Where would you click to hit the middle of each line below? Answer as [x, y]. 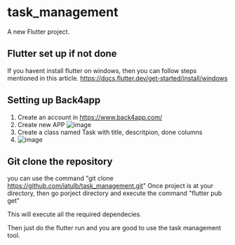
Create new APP [41, 124]
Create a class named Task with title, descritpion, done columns [110, 132]
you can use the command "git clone [60, 178]
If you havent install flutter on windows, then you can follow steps [102, 70]
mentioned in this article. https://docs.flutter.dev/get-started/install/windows [117, 78]
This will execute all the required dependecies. [74, 214]
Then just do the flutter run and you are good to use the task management [114, 228]
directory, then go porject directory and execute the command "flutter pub [115, 193]
